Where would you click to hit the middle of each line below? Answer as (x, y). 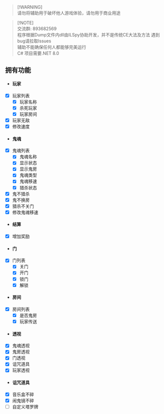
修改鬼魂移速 (25, 212)
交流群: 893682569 (37, 29)
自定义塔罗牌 (25, 407)
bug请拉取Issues (34, 41)
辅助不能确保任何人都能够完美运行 (52, 47)
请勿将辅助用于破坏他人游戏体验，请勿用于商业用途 (69, 13)
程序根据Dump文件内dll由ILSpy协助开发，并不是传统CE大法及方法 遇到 (88, 35)
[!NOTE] (25, 23)
